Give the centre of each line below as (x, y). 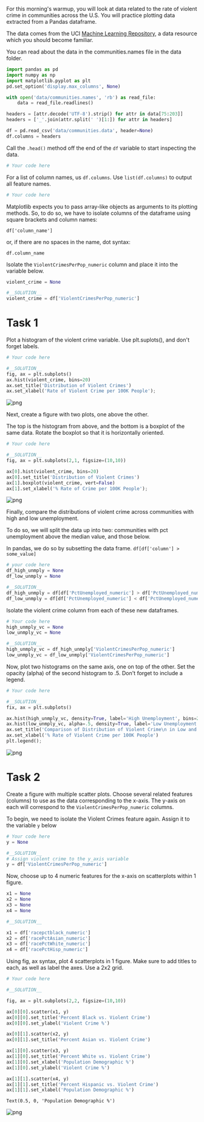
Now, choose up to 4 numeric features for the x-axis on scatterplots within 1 (101, 876)
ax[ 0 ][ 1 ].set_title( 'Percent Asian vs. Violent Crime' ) (78, 1040)
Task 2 (23, 777)
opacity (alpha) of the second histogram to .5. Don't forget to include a (95, 673)
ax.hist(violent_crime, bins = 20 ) (49, 380)
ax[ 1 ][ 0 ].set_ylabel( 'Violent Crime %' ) (58, 1068)
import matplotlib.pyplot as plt (49, 81)
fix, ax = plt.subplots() (39, 707)
